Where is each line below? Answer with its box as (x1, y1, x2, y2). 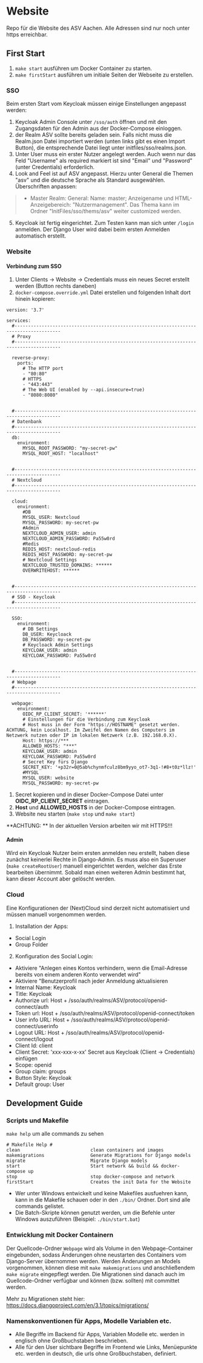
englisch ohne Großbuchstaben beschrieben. (15, 1337, 128, 1344)
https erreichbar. (6, 30, 48, 38)
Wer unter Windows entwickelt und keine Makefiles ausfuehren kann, (15, 1190, 189, 1197)
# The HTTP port (22, 366, 64, 372)
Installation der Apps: (15, 922, 68, 930)
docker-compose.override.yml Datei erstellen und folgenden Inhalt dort (15, 289, 191, 296)
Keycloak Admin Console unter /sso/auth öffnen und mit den (15, 118, 167, 126)
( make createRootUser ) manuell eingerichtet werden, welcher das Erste (6, 862, 182, 870)
